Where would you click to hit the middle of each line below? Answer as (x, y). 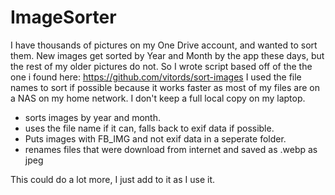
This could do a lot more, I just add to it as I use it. (112, 179)
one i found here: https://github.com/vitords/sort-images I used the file (156, 77)
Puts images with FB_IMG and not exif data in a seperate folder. (155, 138)
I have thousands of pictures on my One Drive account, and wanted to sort (164, 45)
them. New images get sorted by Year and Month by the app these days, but (167, 55)
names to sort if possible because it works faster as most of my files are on (165, 87)
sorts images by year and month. (92, 117)
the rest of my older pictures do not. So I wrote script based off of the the (161, 66)
